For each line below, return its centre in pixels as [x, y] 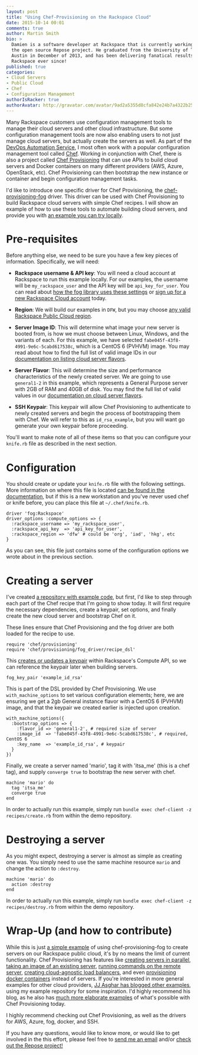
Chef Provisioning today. [36, 1004]
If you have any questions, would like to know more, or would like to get [93, 1033]
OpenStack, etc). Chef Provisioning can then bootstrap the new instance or [97, 172]
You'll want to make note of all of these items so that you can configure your [99, 437]
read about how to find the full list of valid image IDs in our [86, 353]
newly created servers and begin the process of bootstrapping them [98, 413]
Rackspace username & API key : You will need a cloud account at [95, 273]
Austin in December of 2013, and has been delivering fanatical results [103, 56]
